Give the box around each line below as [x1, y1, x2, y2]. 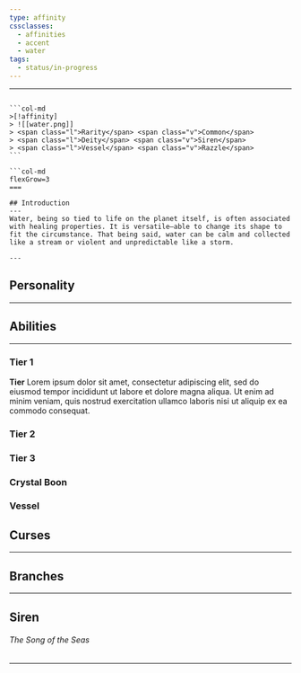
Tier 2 [9, 428, 36, 440]
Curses [9, 527, 51, 543]
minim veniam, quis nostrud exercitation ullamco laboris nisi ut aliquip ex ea [9, 395, 288, 406]
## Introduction [9, 199, 70, 208]
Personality [9, 278, 75, 293]
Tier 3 [9, 451, 36, 464]
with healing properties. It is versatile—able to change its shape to [9, 222, 282, 231]
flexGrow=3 [9, 174, 50, 184]
